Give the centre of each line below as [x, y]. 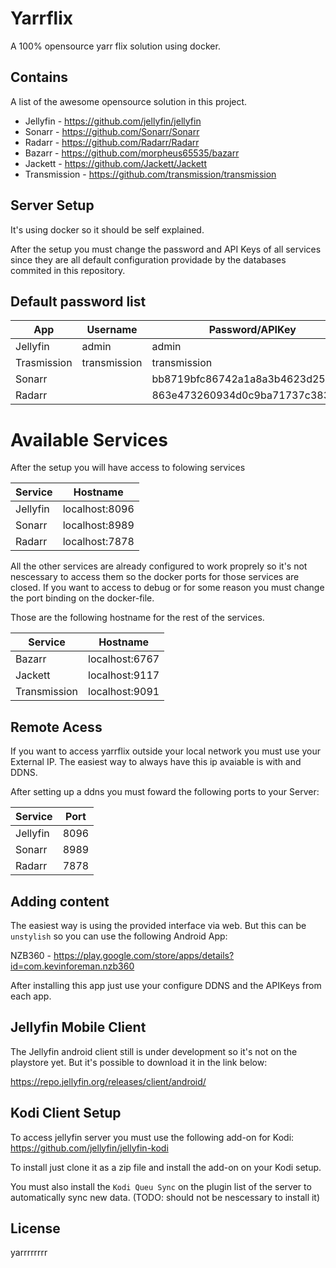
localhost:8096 [98, 509]
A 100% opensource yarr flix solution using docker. [115, 46]
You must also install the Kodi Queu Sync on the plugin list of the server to [161, 1186]
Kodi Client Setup [66, 1113]
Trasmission [44, 363]
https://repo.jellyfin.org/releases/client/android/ [108, 1081]
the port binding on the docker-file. [82, 598]
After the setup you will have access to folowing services [128, 468]
